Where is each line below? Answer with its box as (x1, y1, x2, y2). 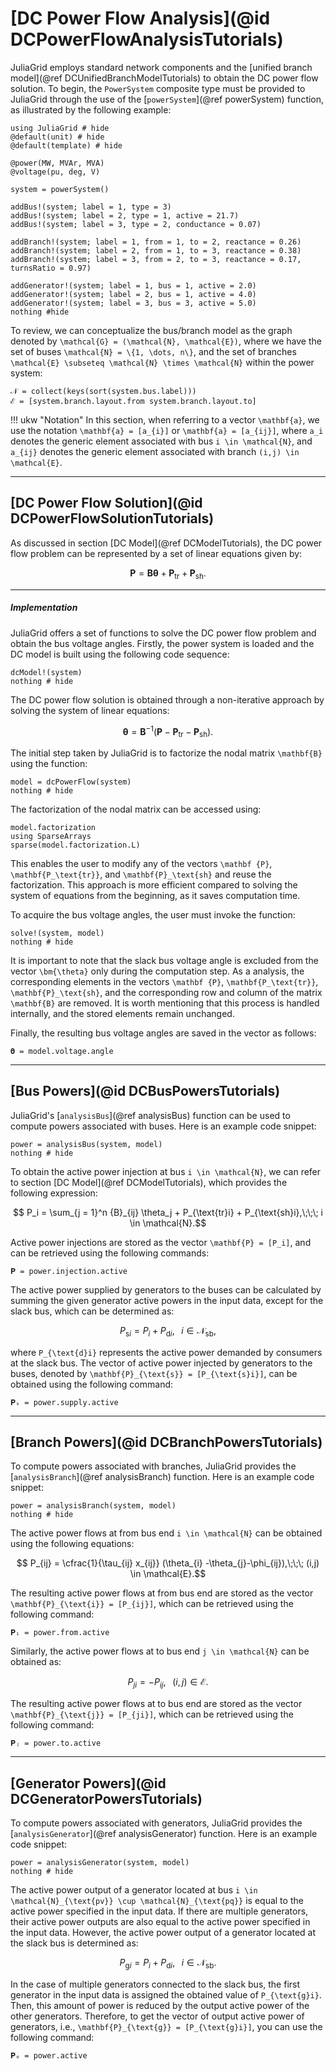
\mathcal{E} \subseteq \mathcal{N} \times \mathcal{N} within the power (10, 356, 315, 368)
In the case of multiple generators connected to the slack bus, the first (10, 1978, 301, 1990)
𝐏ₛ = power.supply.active (10, 1397, 119, 1407)
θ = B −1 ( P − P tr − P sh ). (122, 723, 214, 739)
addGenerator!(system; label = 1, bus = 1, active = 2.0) (10, 280, 257, 291)
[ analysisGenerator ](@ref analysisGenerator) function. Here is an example (10, 1828, 318, 1839)
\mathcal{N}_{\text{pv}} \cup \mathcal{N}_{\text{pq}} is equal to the (10, 1895, 304, 1906)
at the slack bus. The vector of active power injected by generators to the (10, 1357, 313, 1369)
